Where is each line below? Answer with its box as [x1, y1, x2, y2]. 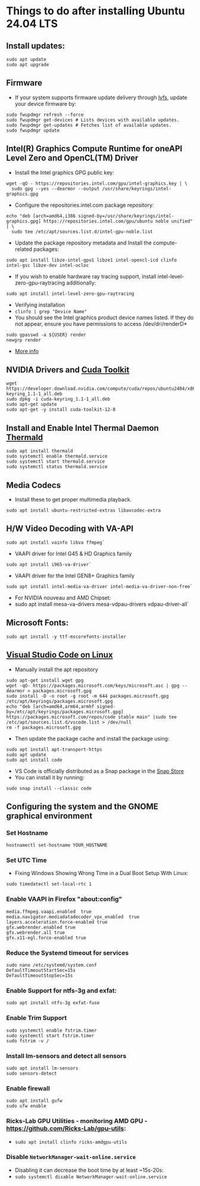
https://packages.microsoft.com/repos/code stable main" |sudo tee [6, 714, 177, 720]
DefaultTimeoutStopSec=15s [6, 973, 73, 979]
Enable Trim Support [6, 1014, 67, 1022]
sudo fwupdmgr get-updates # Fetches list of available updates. [6, 122, 171, 128]
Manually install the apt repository [14, 665, 98, 673]
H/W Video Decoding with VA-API [6, 524, 134, 534]
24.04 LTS [6, 17, 58, 30]
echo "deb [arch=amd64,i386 [6, 213, 76, 219]
